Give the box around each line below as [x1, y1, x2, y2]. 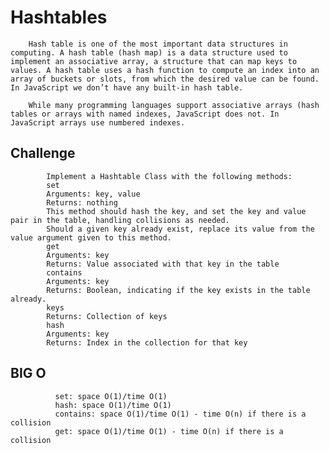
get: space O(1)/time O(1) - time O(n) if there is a [54, 426, 284, 436]
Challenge [10, 145, 76, 162]
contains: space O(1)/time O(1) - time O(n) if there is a [54, 409, 307, 419]
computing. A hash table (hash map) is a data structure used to [10, 47, 288, 58]
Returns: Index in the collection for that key [46, 337, 248, 348]
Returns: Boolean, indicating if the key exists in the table [46, 285, 311, 295]
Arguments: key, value [46, 189, 141, 199]
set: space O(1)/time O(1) [54, 391, 168, 401]
